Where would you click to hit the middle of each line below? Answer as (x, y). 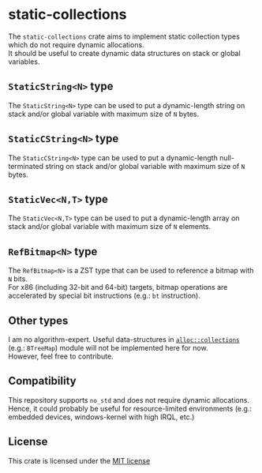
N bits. (18, 279)
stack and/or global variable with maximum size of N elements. (110, 227)
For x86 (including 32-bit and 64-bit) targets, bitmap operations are (118, 287)
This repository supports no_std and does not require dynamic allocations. (129, 400)
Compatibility (42, 381)
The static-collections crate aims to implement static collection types (124, 36)
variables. (24, 62)
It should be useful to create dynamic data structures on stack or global (124, 53)
